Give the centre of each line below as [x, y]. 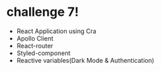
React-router [35, 45]
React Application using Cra [56, 31]
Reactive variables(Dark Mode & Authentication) [85, 60]
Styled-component [43, 53]
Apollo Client [35, 38]
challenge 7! [43, 12]
